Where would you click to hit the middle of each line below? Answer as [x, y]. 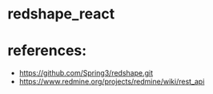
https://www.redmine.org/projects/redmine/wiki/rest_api [112, 82]
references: [47, 51]
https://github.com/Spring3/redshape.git [86, 73]
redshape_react [61, 14]
